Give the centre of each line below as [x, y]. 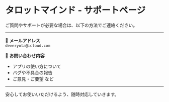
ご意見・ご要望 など [33, 79]
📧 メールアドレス [23, 40]
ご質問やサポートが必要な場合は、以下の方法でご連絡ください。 [71, 25]
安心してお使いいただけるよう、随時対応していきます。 [62, 94]
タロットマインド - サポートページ [75, 10]
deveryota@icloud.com [28, 46]
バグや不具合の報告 [32, 72]
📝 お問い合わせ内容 [25, 55]
